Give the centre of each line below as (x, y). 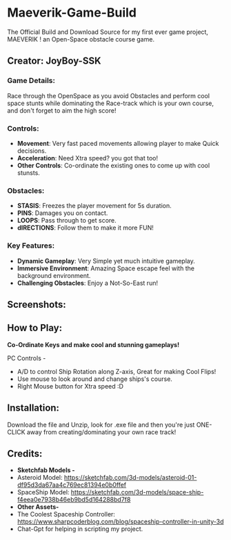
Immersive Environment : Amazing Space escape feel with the (106, 268)
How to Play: (35, 328)
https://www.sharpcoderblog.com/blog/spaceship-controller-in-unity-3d (120, 522)
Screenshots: (37, 305)
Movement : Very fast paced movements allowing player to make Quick (118, 143)
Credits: (25, 453)
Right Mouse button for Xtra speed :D (70, 386)
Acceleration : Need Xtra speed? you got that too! (88, 158)
